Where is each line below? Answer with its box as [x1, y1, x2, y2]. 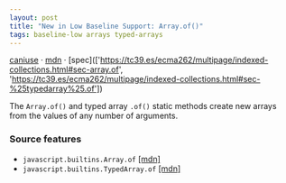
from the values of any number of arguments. [9, 110, 179, 122]
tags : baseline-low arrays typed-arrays [9, 30, 164, 39]
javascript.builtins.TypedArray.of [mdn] [22, 163, 181, 174]
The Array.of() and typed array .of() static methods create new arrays [9, 101, 277, 112]
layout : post [9, 13, 59, 23]
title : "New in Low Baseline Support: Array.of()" [9, 22, 204, 31]
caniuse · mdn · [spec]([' [9, 55, 101, 66]
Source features [9, 133, 82, 145]
